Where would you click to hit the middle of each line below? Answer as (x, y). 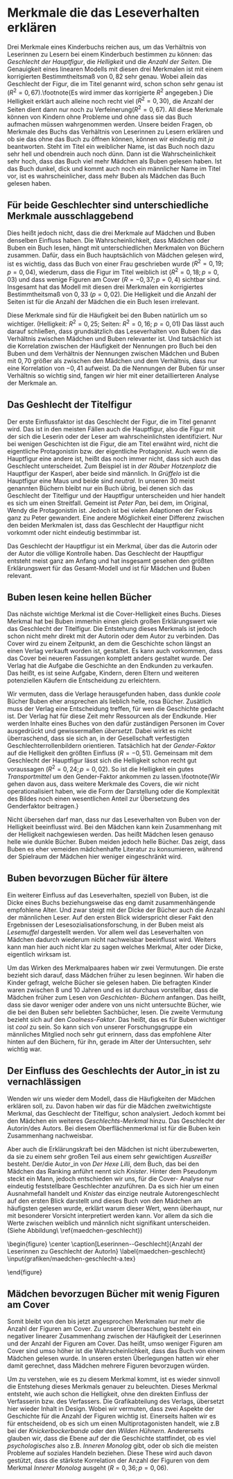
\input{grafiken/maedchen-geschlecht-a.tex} (71, 1258)
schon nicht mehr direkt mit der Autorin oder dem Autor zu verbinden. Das (113, 636)
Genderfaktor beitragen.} (43, 806)
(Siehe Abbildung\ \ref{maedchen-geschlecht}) (75, 1230)
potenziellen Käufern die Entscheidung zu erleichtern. (84, 680)
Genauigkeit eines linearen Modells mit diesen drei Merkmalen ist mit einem (115, 69)
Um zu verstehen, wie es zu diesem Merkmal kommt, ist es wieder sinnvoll (114, 1380)
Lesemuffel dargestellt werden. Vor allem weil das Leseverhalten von (105, 932)
